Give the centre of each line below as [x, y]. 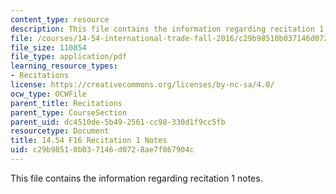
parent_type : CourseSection [69, 112]
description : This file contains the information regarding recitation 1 [167, 29]
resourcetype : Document [60, 131]
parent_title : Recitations [66, 103]
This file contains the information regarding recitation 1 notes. [136, 178]
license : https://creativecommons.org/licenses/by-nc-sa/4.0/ [142, 85]
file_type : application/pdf [69, 57]
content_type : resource [60, 19]
